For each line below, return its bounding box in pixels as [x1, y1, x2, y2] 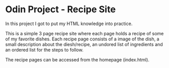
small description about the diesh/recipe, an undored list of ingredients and [5, 41, 163, 47]
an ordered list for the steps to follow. [5, 47, 84, 53]
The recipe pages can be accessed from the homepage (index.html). [5, 56, 150, 62]
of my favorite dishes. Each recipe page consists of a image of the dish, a [5, 36, 159, 42]
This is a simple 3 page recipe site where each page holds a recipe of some [5, 30, 164, 36]
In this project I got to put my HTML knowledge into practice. [5, 20, 133, 27]
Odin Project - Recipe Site [5, 4, 116, 15]
